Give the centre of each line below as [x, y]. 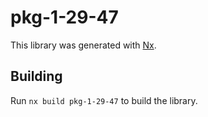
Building [36, 76]
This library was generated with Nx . [83, 45]
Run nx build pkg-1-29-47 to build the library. [104, 100]
